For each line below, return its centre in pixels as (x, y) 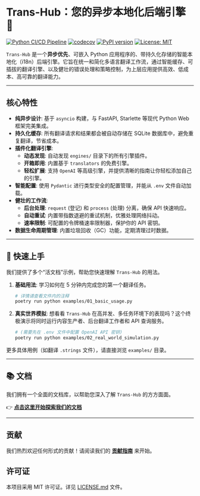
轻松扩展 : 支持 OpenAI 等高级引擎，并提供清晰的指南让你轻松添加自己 (108, 170)
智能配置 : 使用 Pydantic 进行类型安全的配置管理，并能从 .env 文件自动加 (103, 185)
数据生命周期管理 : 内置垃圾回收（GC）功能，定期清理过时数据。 (93, 230)
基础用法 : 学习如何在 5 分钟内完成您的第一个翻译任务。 (82, 285)
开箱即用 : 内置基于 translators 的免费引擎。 (78, 163)
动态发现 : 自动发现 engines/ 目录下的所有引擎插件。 (87, 155)
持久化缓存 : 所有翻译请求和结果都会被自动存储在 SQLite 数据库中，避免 (101, 133)
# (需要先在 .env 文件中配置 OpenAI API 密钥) (69, 332)
